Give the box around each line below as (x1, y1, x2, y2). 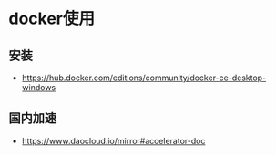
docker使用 (8, 8, 95, 29)
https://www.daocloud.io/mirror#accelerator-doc (21, 135, 206, 146)
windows (21, 82, 56, 92)
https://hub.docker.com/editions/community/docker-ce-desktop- (21, 72, 267, 83)
